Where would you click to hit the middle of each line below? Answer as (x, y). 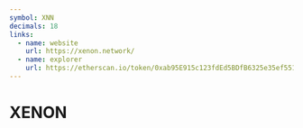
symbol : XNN (32, 18)
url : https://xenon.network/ (80, 51)
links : (22, 34)
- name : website (48, 43)
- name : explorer (50, 59)
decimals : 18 (34, 26)
